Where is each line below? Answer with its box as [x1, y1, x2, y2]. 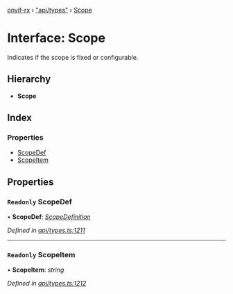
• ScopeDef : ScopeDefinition [7, 213, 92, 221]
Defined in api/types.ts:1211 [7, 226, 85, 235]
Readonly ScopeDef [7, 197, 73, 206]
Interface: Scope [7, 31, 106, 46]
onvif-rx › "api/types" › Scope [7, 6, 92, 14]
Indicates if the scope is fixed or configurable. [7, 53, 139, 61]
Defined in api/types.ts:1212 [7, 279, 87, 288]
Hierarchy [7, 73, 51, 85]
